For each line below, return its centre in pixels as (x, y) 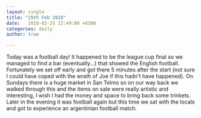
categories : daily (29, 29)
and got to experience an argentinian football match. (72, 108)
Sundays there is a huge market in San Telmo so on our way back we (92, 83)
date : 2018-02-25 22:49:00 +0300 (51, 23)
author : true (23, 34)
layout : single (25, 12)
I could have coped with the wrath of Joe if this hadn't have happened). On (100, 76)
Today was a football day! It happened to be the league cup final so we (95, 57)
